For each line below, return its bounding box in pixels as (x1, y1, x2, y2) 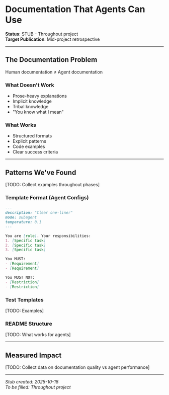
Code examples (12, 143, 45, 149)
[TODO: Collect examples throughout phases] (5, 182, 100, 188)
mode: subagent (5, 215, 37, 220)
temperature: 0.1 (5, 220, 42, 225)
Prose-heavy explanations (12, 93, 67, 99)
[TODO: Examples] (5, 307, 44, 313)
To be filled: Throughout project (5, 384, 71, 390)
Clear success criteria (12, 149, 58, 155)
